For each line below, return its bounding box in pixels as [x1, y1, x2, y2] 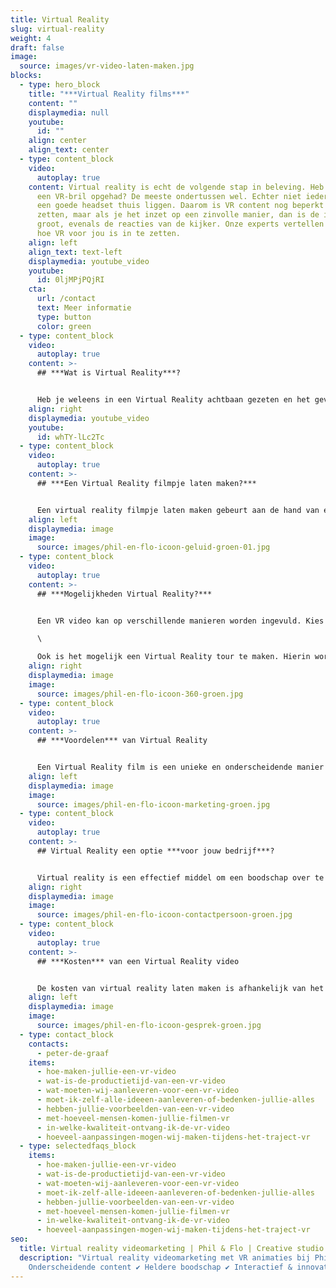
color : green [36, 321, 92, 331]
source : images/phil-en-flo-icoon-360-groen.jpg [36, 689, 244, 699]
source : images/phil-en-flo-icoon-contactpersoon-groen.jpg [36, 910, 293, 920]
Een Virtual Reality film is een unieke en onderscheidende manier [36, 762, 325, 772]
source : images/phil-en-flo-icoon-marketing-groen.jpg [36, 799, 271, 810]
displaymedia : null [28, 107, 110, 118]
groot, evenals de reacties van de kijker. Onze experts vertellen [36, 219, 325, 230]
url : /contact [36, 294, 97, 304]
